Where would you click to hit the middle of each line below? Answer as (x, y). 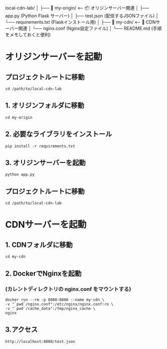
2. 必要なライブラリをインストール (59, 134)
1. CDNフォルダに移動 (39, 245)
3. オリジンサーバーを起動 (46, 163)
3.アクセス (22, 330)
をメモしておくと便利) (28, 34)
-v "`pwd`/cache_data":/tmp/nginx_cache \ (50, 308)
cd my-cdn (16, 257)
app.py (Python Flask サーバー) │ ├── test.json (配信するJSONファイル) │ (82, 16)
